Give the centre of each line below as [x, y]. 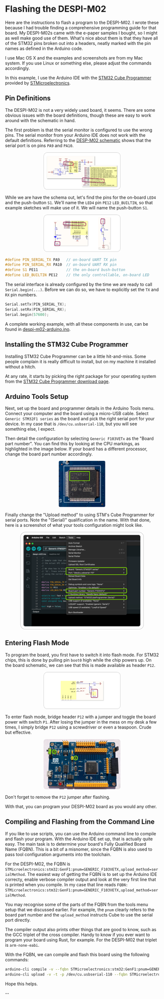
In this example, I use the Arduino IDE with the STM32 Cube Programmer [78, 78]
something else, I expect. [30, 429]
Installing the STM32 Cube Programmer [67, 344]
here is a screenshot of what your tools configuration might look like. [74, 525]
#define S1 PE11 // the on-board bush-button [65, 270]
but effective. [18, 732]
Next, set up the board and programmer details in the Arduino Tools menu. [80, 408]
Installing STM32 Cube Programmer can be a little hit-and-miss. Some [76, 356]
